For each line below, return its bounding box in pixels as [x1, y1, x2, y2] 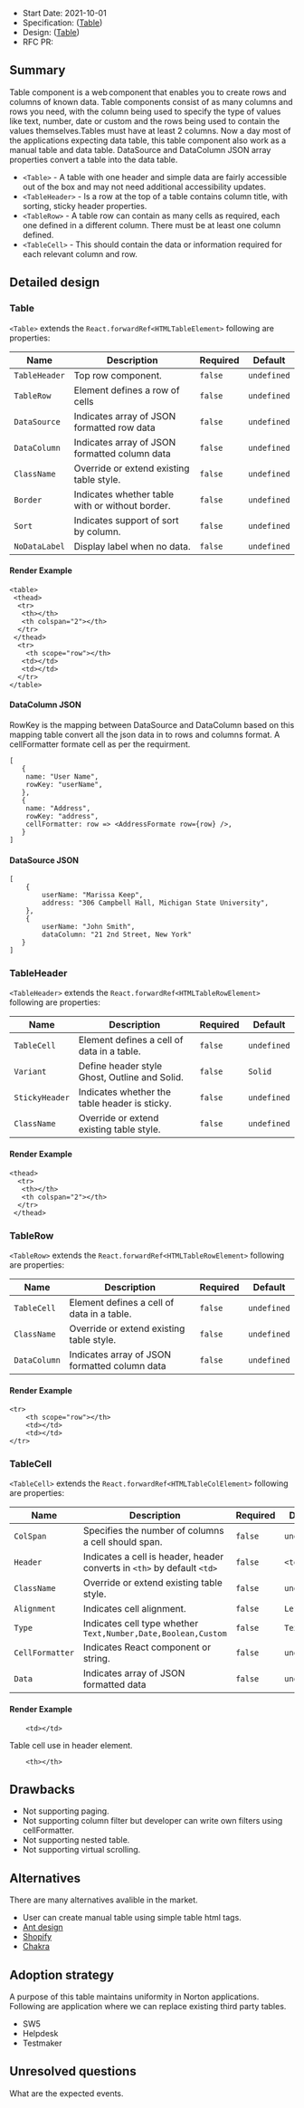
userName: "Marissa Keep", [42, 891, 144, 900]
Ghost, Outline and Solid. [78, 1071, 184, 1084]
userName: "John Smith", [42, 923, 136, 932]
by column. [73, 525, 121, 538]
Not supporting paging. [22, 1806, 110, 1816]
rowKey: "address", [25, 811, 100, 820]
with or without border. [73, 499, 171, 512]
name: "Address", [25, 803, 91, 813]
